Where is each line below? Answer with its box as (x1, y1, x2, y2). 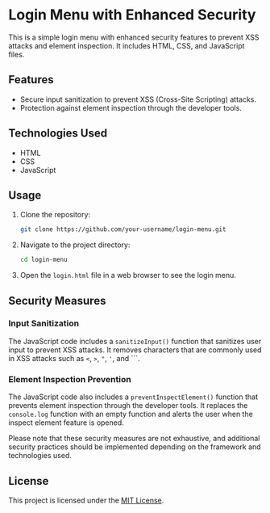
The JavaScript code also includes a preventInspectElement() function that (8, 392, 259, 402)
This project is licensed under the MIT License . (8, 495, 164, 505)
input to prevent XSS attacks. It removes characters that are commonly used (8, 345, 262, 355)
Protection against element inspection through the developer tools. (19, 103, 242, 112)
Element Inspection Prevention (8, 373, 131, 385)
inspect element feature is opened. (8, 418, 125, 427)
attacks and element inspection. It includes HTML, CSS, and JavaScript (8, 40, 245, 50)
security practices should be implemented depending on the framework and (8, 442, 261, 452)
